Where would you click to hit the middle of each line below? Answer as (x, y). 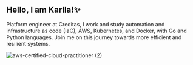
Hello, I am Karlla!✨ (43, 10)
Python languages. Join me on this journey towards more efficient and (94, 37)
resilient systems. (28, 43)
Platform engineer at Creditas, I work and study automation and (86, 24)
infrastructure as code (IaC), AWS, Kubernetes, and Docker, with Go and (96, 31)
